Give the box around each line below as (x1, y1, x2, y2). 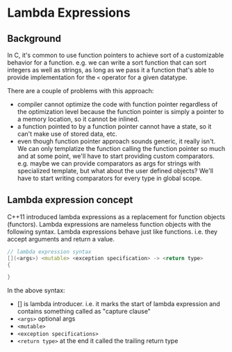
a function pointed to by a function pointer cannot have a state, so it (17, 122, 212, 130)
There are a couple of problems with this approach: (7, 87, 154, 95)
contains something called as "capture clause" (17, 307, 151, 316)
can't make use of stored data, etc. (17, 130, 118, 138)
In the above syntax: (7, 287, 65, 295)
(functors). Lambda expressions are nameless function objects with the (7, 220, 211, 228)
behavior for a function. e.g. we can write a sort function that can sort (7, 58, 207, 67)
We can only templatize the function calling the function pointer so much (17, 145, 226, 152)
